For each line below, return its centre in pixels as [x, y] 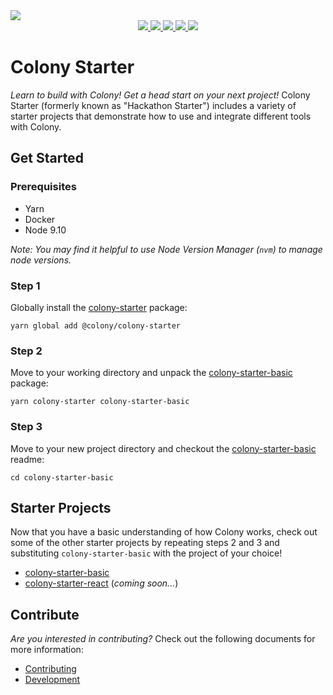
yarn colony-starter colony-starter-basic [100, 402]
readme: [27, 459]
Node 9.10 [45, 230]
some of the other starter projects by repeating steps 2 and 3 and [145, 543]
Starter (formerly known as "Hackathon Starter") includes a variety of [153, 105]
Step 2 [26, 351]
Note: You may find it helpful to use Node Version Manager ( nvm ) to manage [166, 249]
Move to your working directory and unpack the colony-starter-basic [151, 373]
